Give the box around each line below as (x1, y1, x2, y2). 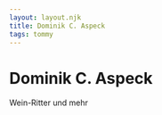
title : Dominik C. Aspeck (9, 21, 105, 30)
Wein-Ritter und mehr (9, 97, 89, 108)
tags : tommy (9, 29, 53, 38)
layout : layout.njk (9, 12, 82, 22)
